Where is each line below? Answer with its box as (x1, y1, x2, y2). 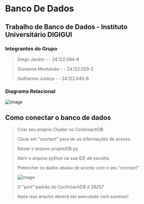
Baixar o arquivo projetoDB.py (17, 145, 78, 151)
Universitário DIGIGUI (5, 30, 72, 39)
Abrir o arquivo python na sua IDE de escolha (17, 155, 109, 161)
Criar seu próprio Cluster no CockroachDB (17, 126, 104, 132)
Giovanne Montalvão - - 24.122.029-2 (17, 66, 94, 72)
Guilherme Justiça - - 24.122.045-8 (17, 75, 89, 82)
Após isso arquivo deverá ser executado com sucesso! (17, 193, 129, 199)
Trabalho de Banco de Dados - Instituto (5, 23, 128, 31)
